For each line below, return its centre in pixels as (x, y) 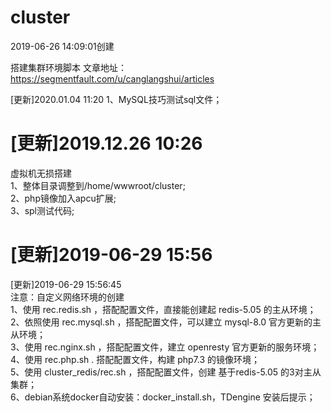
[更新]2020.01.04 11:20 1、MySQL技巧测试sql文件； (116, 99)
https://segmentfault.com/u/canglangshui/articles (112, 78)
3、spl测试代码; (42, 210)
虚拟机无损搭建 (41, 173)
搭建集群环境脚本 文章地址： (68, 67)
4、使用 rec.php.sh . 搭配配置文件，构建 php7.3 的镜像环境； (135, 359)
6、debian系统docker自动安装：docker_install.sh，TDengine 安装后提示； (163, 397)
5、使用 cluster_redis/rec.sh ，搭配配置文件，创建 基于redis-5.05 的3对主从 (166, 372)
